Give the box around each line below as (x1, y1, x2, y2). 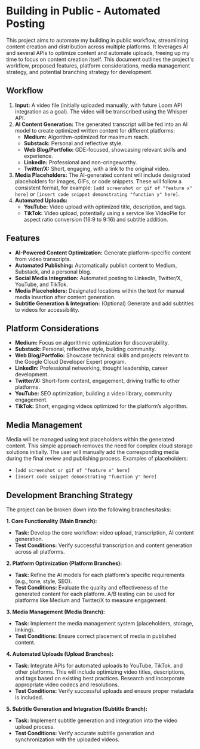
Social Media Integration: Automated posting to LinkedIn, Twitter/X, (14, 274, 182, 281)
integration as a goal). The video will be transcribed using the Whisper (14, 108, 188, 115)
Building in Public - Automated (6, 4, 161, 18)
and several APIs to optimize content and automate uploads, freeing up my (6, 49, 190, 56)
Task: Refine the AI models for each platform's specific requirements (14, 572, 185, 578)
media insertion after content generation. (14, 293, 116, 300)
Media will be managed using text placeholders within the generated (6, 436, 175, 443)
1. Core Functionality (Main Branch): (6, 518, 97, 524)
